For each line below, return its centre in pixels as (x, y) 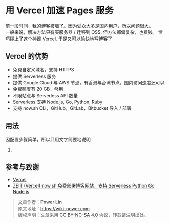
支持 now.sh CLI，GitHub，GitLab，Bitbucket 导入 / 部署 (72, 108)
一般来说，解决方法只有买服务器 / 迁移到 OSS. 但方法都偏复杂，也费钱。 (81, 32)
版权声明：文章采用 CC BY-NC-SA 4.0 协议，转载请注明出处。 (83, 215)
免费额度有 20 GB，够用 (38, 89)
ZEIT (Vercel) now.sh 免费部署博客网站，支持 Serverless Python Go (83, 186)
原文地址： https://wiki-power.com (54, 209)
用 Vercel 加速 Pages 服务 (59, 11)
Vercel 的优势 (27, 56)
